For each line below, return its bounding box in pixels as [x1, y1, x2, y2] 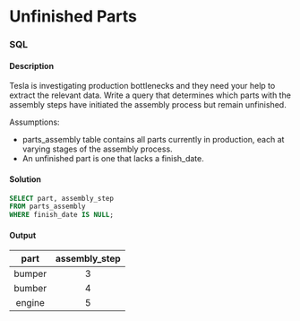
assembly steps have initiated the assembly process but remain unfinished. [9, 100, 287, 110]
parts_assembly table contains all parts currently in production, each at [21, 134, 285, 145]
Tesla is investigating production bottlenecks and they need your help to [9, 81, 276, 91]
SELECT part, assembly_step [9, 194, 115, 203]
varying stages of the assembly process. [21, 143, 173, 154]
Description [9, 60, 55, 71]
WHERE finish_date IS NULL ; [9, 211, 115, 220]
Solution [9, 173, 42, 185]
